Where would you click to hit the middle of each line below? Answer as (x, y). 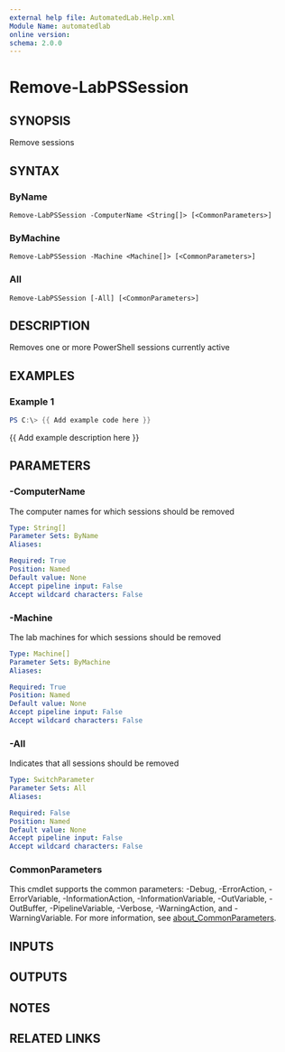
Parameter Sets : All (48, 788)
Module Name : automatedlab (60, 26)
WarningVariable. (41, 918)
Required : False (40, 813)
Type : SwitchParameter (52, 780)
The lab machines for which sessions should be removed (115, 637)
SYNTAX (35, 171)
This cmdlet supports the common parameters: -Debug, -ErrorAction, (138, 889)
